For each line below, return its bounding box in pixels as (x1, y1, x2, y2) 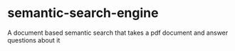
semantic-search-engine (7, 5, 159, 21)
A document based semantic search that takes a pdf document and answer (7, 28, 229, 37)
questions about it (7, 35, 61, 44)
